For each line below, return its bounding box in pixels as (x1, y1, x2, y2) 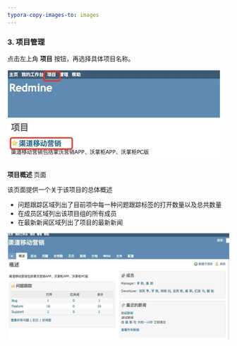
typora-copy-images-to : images (7, 11, 99, 18)
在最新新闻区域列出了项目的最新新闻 (17, 218, 123, 226)
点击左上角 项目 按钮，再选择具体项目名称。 (7, 54, 135, 63)
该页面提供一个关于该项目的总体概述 (7, 185, 113, 194)
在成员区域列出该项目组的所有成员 (17, 209, 117, 217)
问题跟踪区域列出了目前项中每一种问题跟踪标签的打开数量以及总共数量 (17, 200, 222, 209)
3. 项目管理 (7, 37, 45, 47)
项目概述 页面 (7, 170, 47, 178)
